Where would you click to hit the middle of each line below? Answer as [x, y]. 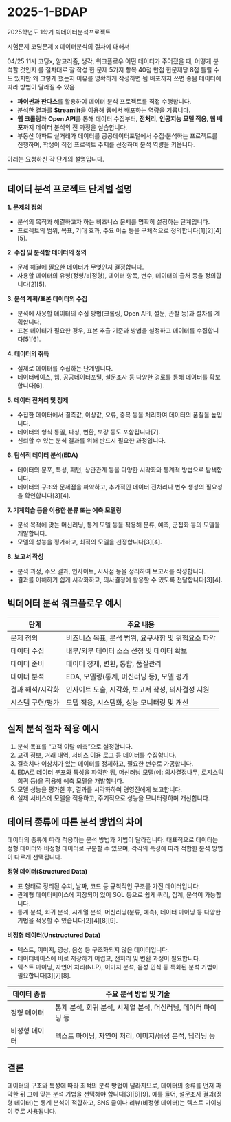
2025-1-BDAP [47, 12]
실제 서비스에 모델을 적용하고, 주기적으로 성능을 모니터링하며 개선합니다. [113, 798]
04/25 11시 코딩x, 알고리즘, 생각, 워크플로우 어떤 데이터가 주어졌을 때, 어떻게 [109, 61]
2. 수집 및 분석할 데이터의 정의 [47, 252]
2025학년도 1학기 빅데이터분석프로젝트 [59, 32]
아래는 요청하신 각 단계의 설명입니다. [56, 159]
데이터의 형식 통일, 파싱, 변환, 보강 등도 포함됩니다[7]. [89, 432]
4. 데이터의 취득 [28, 353]
